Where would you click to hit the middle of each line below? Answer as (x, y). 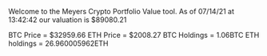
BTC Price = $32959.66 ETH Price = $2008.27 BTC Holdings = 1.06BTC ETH (134, 35)
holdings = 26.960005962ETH (59, 43)
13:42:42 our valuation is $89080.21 (68, 20)
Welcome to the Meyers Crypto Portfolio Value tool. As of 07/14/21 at (121, 11)
